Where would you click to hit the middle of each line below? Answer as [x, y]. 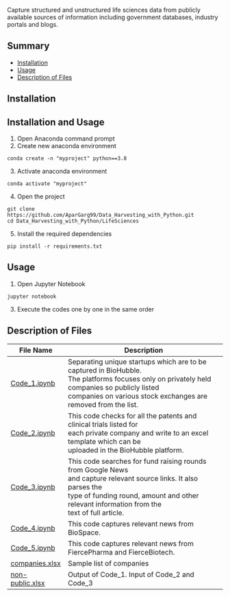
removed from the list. [103, 404]
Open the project [41, 197]
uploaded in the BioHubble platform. [126, 450]
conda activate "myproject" [47, 184]
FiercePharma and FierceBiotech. [122, 552]
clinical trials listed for [103, 424]
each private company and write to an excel [138, 433]
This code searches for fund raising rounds [137, 461]
